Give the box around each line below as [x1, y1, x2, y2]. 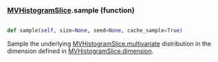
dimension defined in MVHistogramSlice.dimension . [7, 47, 154, 55]
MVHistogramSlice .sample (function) [7, 6, 135, 15]
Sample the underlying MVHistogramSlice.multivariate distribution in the [7, 40, 212, 48]
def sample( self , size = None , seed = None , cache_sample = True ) [7, 27, 184, 34]
